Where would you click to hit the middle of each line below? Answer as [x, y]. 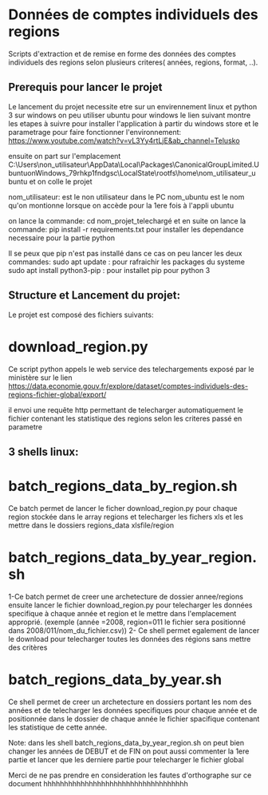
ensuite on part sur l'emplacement [65, 156]
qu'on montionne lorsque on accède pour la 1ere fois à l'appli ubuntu [121, 205]
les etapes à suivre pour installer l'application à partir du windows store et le [134, 123]
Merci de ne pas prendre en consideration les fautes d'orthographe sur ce [130, 775]
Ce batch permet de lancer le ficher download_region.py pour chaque [123, 508]
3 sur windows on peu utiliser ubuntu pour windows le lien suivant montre [130, 115]
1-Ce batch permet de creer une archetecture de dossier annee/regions [126, 596]
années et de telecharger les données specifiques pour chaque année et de [133, 710]
